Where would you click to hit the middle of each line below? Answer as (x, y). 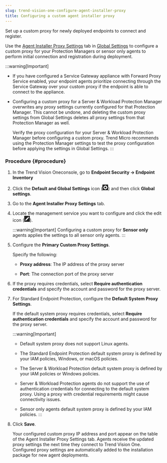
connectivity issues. (40, 399)
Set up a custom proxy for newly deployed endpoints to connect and (76, 31)
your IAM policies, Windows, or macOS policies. (69, 358)
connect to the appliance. (39, 92)
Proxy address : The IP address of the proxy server (72, 264)
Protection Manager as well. (41, 123)
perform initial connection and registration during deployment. (69, 56)
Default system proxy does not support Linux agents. (74, 343)
